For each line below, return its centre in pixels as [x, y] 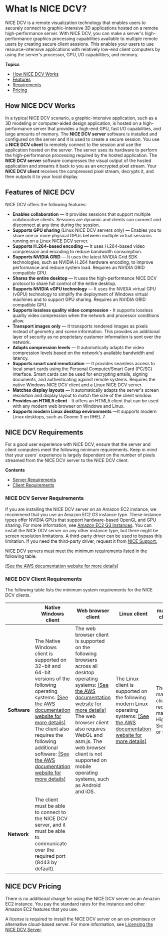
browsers [86, 660]
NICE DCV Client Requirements [43, 579]
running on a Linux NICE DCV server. [50, 241]
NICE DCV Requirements [44, 432]
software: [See [52, 754]
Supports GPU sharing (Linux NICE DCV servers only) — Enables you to [87, 230]
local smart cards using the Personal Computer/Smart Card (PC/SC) [82, 369]
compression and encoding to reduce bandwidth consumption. [77, 251]
